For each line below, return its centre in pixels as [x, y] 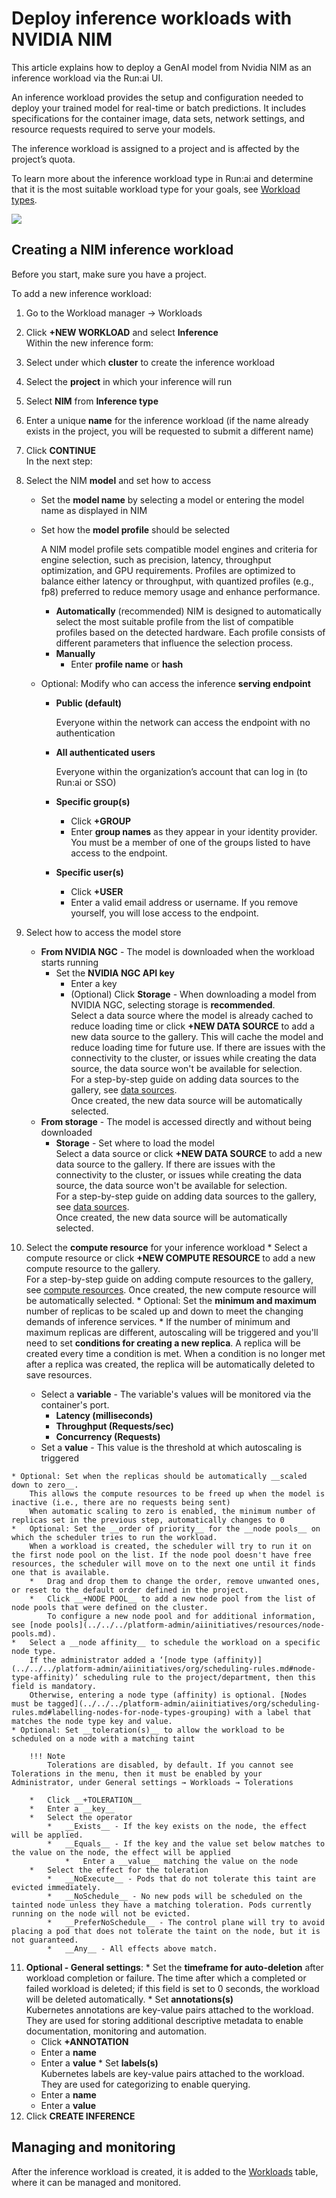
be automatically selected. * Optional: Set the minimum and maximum [171, 1300]
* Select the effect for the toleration [119, 1870]
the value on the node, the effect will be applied [121, 1852]
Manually [75, 653]
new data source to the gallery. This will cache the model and [197, 1036]
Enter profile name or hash [127, 664]
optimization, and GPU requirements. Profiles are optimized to [168, 570]
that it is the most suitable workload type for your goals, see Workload [156, 189]
